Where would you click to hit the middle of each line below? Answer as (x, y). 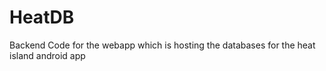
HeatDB (42, 17)
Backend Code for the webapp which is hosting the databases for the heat (162, 45)
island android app (47, 55)
